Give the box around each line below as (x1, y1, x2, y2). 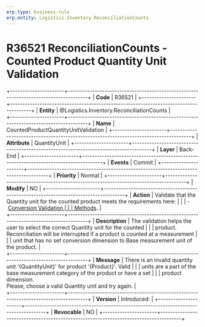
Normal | (80, 172, 103, 179)
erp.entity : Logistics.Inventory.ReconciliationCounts (6, 15, 149, 21)
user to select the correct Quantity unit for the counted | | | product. (6, 224, 177, 231)
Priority (56, 172, 76, 179)
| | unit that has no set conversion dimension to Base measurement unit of (6, 237, 193, 244)
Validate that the (155, 191, 196, 199)
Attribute (6, 139, 30, 147)
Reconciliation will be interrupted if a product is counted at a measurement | (6, 230, 198, 238)
